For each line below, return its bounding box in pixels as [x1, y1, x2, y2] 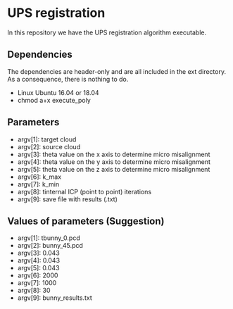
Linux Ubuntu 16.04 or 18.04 [17, 88, 100, 96]
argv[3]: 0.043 [17, 248, 60, 258]
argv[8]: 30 [17, 286, 51, 295]
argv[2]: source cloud [17, 142, 81, 151]
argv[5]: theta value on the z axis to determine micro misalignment [17, 165, 210, 173]
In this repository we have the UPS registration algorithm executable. [7, 28, 207, 37]
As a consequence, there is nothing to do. [7, 75, 129, 83]
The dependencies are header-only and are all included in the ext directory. [7, 67, 227, 75]
